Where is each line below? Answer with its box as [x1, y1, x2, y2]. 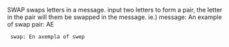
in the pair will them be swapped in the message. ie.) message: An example [7, 13, 223, 21]
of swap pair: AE [7, 20, 55, 28]
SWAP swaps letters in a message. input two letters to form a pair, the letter [7, 6, 223, 14]
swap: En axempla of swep [10, 33, 85, 40]
